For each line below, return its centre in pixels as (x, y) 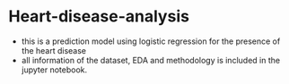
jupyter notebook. (54, 70)
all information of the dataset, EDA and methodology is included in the (150, 60)
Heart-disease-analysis (99, 17)
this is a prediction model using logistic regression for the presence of (151, 41)
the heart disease (54, 50)
